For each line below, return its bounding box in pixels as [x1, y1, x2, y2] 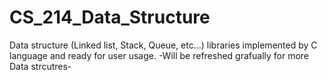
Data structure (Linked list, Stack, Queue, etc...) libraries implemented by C [9, 39, 318, 51]
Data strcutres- [9, 60, 72, 72]
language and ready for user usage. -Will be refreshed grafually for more [9, 49, 310, 61]
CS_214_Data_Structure [9, 6, 211, 29]
